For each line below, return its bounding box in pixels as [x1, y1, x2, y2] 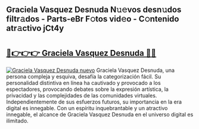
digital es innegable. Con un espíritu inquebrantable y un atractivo [6, 105, 168, 112]
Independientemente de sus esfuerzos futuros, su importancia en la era [6, 98, 182, 105]
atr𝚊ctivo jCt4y [6, 23, 64, 33]
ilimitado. [6, 117, 29, 124]
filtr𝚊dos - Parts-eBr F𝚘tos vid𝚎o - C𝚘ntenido [6, 14, 179, 24]
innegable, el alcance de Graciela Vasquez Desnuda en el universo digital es [6, 111, 194, 118]
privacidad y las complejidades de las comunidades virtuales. [6, 92, 157, 99]
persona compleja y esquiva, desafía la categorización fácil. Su [6, 73, 161, 80]
